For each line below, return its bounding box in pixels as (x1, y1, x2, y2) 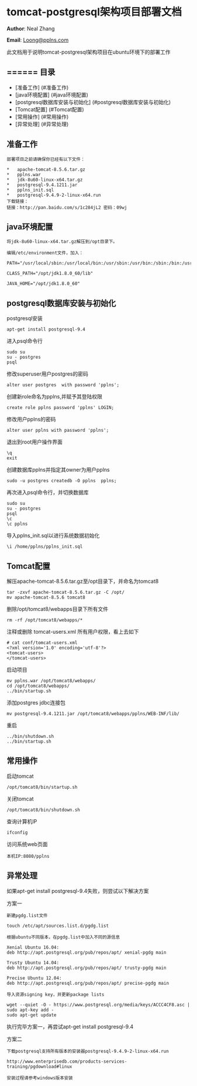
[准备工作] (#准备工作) (15, 84, 69, 91)
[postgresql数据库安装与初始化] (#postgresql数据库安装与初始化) (15, 98, 171, 105)
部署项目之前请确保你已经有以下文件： (6, 156, 85, 162)
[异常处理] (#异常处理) (15, 121, 69, 128)
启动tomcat (6, 772, 34, 779)
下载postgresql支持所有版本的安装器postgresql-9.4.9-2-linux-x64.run (6, 1048, 169, 1054)
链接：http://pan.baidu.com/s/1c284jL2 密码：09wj (6, 204, 127, 211)
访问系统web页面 (6, 840, 48, 847)
